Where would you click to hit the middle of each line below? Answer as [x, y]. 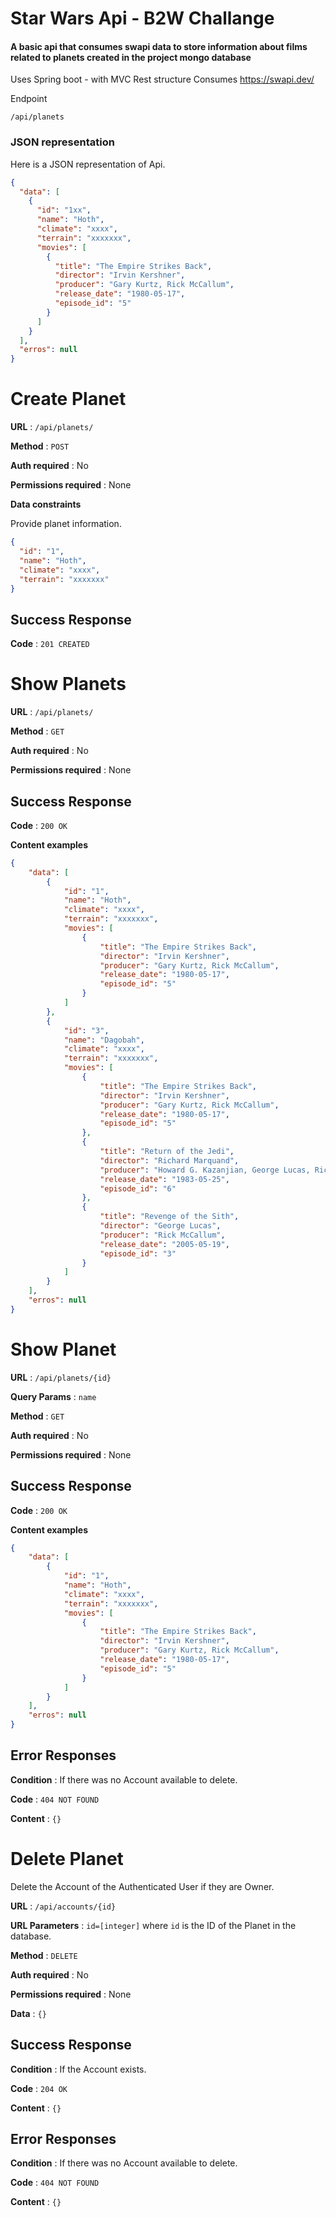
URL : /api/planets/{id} [61, 1377]
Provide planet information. [66, 524]
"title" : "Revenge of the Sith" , [169, 1217]
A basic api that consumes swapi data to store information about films [159, 46]
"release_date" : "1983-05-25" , [164, 1179]
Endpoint [29, 99]
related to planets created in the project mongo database [131, 57]
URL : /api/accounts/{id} [63, 1906]
